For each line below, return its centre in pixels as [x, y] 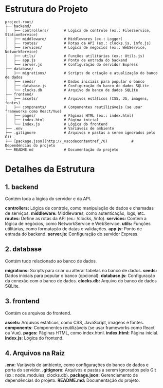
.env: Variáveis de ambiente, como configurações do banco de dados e [77, 365]
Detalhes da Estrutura [50, 169]
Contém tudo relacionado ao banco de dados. [51, 261]
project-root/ [19, 22]
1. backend [22, 187]
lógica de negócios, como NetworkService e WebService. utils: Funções [78, 223]
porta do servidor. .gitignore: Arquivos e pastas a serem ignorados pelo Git [81, 370]
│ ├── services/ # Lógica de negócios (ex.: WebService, [76, 47]
